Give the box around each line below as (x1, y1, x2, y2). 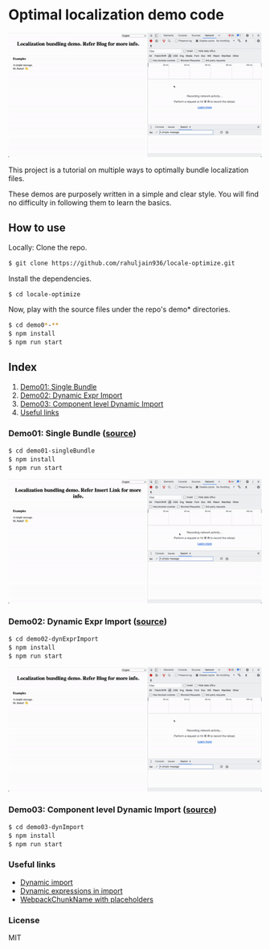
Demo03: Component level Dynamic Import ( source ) (8, 803, 217, 815)
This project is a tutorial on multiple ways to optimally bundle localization (8, 165, 249, 175)
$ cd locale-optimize (8, 290, 81, 299)
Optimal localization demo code (8, 6, 225, 24)
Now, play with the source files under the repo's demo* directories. (8, 304, 231, 315)
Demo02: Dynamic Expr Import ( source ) (8, 616, 167, 627)
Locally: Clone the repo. (8, 242, 88, 252)
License (8, 914, 40, 926)
